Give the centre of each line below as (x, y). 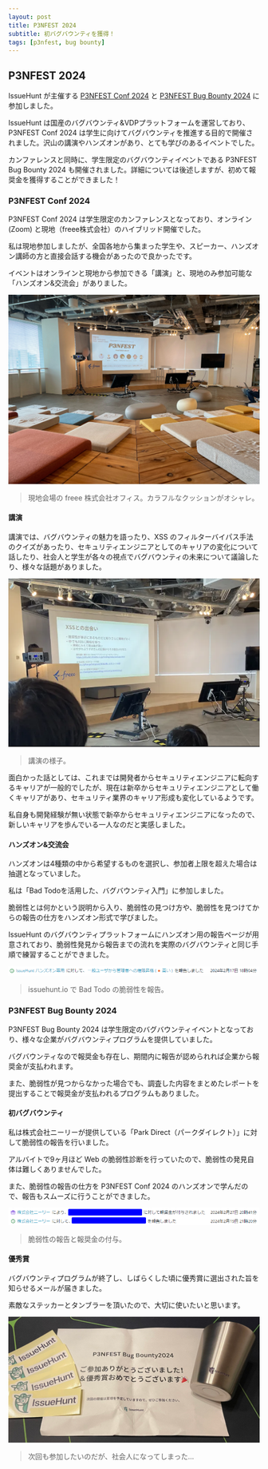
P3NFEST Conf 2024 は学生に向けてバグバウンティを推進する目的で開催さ (131, 133)
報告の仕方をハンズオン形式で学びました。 (92, 918)
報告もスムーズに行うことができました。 (88, 1196)
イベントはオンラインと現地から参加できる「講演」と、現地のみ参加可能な (130, 273)
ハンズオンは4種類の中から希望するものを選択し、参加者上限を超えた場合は (133, 864)
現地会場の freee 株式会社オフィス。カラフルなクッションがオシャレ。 (143, 498)
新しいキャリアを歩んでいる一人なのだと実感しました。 (99, 825)
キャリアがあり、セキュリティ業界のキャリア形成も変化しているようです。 (136, 798)
